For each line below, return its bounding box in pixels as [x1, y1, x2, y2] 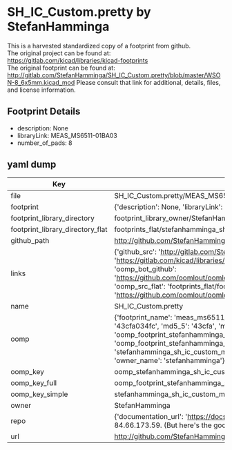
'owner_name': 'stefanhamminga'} [113, 355, 225, 365]
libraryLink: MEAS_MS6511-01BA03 [17, 131, 117, 139]
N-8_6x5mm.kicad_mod [7, 78, 75, 86]
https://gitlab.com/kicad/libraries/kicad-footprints [7, 56, 148, 64]
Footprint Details [7, 106, 81, 117]
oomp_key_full [10, 378, 57, 387]
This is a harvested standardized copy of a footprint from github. [7, 41, 191, 50]
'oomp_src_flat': [113, 281, 166, 291]
